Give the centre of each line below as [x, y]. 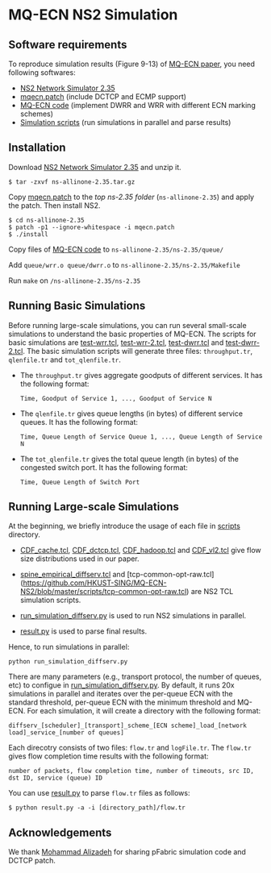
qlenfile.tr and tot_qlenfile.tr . [65, 360]
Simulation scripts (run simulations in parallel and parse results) [125, 122]
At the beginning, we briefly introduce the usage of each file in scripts [124, 526]
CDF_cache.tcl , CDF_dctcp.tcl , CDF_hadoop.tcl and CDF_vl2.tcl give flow [140, 551]
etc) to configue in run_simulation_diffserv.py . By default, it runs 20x [122, 685]
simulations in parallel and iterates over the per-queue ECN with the [121, 694]
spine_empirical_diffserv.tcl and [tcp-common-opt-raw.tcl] [117, 575]
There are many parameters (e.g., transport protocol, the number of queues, [135, 677]
